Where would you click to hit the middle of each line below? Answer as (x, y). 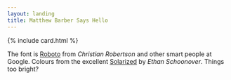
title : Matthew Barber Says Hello (58, 20)
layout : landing (31, 14)
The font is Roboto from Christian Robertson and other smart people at (110, 54)
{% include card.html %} (43, 40)
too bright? (23, 69)
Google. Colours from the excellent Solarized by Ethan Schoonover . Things (116, 61)
